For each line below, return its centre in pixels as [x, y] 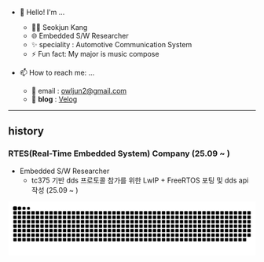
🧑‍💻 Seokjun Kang [59, 27]
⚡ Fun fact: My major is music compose [95, 54]
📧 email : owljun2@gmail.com [79, 91]
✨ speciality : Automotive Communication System [112, 44]
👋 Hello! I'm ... [42, 12]
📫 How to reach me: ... [57, 72]
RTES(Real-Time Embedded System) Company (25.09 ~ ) [119, 153]
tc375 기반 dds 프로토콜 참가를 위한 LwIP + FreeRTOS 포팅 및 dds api [140, 180]
